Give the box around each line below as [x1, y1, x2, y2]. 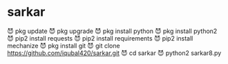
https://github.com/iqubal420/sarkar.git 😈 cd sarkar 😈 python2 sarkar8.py [7, 49, 222, 57]
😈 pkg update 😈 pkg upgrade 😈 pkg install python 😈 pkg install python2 [7, 27, 218, 35]
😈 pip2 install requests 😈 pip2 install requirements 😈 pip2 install [7, 34, 193, 42]
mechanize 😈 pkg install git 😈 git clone [7, 41, 120, 50]
